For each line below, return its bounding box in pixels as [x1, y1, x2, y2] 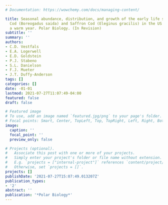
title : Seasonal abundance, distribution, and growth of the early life [5, 16, 160, 21]
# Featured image [5, 109, 41, 114]
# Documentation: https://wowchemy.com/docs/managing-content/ [5, 7, 140, 12]
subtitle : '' [5, 30, 32, 35]
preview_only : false [9, 137, 52, 142]
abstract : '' [5, 188, 32, 193]
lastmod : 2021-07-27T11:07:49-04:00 [5, 90, 81, 95]
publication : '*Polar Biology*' [5, 192, 72, 197]
